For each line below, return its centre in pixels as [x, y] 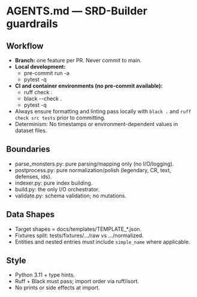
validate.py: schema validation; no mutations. [71, 196]
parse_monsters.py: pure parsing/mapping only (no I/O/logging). [94, 164]
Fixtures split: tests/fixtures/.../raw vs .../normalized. [79, 235]
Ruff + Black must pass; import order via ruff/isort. [77, 281]
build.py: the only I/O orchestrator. [57, 189]
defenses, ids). [33, 176]
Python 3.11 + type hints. [45, 275]
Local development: [40, 67]
